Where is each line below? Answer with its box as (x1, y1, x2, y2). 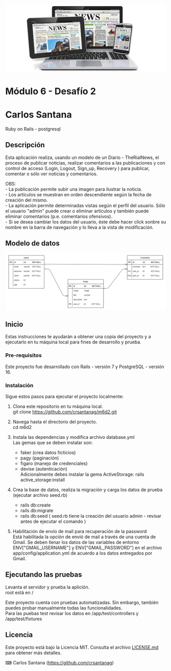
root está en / (5, 589, 34, 596)
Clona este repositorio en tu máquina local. (12, 403, 103, 409)
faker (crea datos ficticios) (20, 449, 76, 455)
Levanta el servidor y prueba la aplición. (5, 584, 90, 590)
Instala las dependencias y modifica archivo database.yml (12, 434, 135, 440)
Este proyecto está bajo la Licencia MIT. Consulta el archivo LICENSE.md (5, 644, 159, 650)
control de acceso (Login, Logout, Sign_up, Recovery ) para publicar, (5, 165, 150, 171)
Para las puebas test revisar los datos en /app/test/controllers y (5, 610, 139, 616)
